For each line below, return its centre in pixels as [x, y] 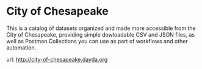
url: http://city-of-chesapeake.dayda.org [57, 59]
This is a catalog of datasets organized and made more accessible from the [101, 28]
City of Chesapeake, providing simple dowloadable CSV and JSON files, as [101, 34]
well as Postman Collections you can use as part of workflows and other [97, 41]
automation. [21, 48]
